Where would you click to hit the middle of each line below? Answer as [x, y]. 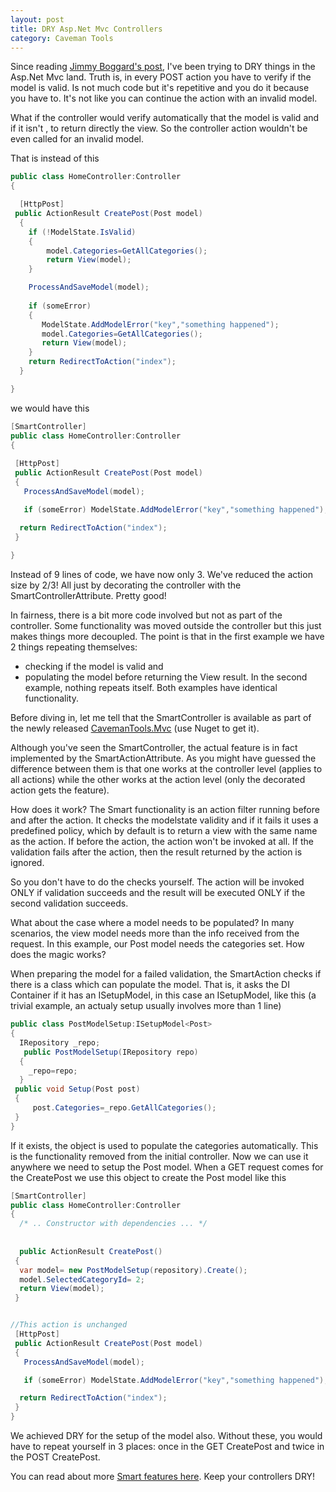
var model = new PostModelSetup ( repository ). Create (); [133, 1270]
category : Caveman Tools [62, 38]
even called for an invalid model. [77, 139]
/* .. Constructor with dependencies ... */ [113, 1224]
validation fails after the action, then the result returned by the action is [156, 852]
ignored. [27, 863]
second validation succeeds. [69, 903]
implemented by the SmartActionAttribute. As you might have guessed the [163, 758]
